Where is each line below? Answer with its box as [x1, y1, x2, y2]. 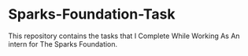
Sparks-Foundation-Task [8, 5, 176, 23]
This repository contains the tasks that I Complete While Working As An [8, 31, 240, 40]
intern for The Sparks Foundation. [8, 39, 118, 48]
